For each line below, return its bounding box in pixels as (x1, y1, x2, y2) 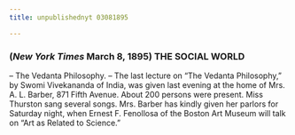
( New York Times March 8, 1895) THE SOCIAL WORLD (9, 50, 245, 62)
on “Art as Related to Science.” (9, 117, 121, 128)
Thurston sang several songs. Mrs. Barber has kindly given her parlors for (9, 99, 279, 109)
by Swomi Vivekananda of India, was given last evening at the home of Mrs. (9, 79, 285, 90)
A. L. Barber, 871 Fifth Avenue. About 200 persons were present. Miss (9, 89, 264, 99)
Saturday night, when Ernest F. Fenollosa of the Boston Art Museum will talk (9, 107, 286, 118)
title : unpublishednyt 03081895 (9, 12, 128, 22)
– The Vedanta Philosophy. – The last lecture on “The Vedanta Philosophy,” (9, 70, 282, 81)
